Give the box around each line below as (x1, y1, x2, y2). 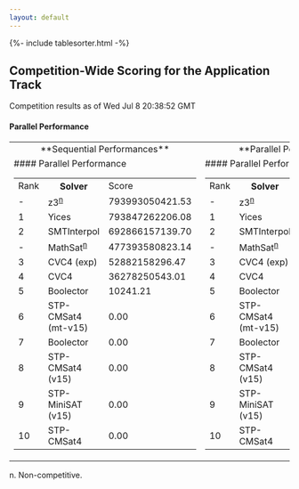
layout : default (9, 12, 69, 22)
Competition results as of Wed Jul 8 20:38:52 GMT (9, 101, 196, 111)
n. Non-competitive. (9, 469, 83, 481)
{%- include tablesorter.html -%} (9, 37, 130, 48)
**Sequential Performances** (39, 143, 170, 155)
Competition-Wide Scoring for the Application (9, 63, 271, 78)
